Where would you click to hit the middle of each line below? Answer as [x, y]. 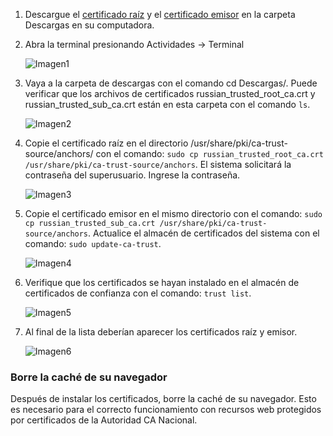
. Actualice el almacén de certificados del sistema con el [204, 233]
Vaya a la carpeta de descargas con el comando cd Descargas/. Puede [171, 83]
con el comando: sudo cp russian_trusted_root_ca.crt [209, 153]
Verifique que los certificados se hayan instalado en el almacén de [162, 282]
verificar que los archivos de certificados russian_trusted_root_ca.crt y [170, 93]
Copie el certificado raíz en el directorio [106, 143]
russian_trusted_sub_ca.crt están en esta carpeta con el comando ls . [167, 104]
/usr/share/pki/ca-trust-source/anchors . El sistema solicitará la [158, 164]
